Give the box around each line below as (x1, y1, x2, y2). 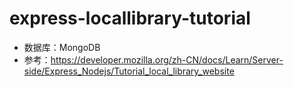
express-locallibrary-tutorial (9, 7, 251, 30)
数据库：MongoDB (23, 41, 101, 53)
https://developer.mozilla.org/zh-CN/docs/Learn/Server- (50, 53, 284, 66)
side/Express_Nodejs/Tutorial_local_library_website (23, 65, 235, 77)
